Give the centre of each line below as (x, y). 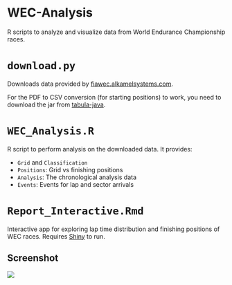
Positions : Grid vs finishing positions (70, 169)
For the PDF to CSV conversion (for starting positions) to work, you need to (114, 97)
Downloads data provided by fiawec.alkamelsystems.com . (90, 84)
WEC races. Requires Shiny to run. (56, 236)
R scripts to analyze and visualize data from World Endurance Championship (116, 32)
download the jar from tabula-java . (56, 104)
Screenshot (33, 258)
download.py (42, 66)
